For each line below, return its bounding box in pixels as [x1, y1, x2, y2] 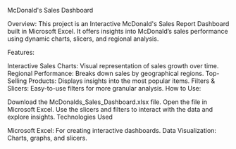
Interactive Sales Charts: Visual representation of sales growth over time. [7, 62, 219, 70]
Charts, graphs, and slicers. [7, 134, 88, 142]
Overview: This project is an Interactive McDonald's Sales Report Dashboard [7, 20, 230, 27]
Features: [7, 48, 35, 56]
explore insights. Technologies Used [7, 112, 113, 121]
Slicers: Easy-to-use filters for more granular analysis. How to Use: [7, 84, 201, 92]
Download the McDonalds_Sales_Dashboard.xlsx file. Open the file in [7, 98, 208, 106]
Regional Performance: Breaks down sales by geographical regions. [7, 70, 204, 77]
